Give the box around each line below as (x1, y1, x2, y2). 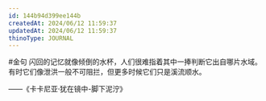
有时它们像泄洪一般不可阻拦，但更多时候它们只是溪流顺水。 (8, 67, 206, 77)
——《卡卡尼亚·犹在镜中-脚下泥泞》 (8, 84, 127, 94)
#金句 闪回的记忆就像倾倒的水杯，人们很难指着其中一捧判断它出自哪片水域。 (8, 57, 262, 67)
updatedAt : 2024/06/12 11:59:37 (8, 26, 117, 34)
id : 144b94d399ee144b (8, 11, 81, 20)
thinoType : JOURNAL (8, 34, 74, 42)
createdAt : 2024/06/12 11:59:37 (8, 19, 117, 27)
